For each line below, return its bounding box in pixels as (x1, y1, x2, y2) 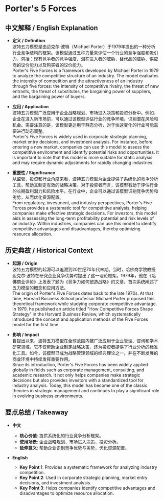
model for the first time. (12, 321, 60, 327)
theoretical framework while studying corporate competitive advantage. (12, 301, 157, 307)
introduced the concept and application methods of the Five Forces (12, 316, 148, 322)
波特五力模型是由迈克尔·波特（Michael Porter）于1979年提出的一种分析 (12, 44, 156, 49)
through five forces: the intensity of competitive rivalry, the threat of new (12, 83, 159, 89)
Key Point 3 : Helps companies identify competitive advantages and (19, 485, 156, 491)
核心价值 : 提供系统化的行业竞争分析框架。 (19, 432, 104, 438)
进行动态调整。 (16, 128, 47, 134)
